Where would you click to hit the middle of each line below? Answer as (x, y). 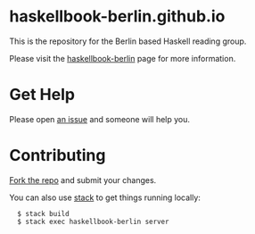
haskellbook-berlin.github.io (117, 17)
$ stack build (43, 213)
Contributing (58, 156)
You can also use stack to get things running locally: (105, 197)
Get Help (42, 95)
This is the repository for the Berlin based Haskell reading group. (128, 41)
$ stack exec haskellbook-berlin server (93, 221)
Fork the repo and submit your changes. (83, 180)
